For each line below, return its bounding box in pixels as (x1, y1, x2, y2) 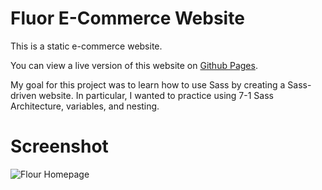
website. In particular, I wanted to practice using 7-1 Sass (38, 89, 274, 101)
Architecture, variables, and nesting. (10, 100, 160, 112)
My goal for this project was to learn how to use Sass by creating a (10, 78, 286, 91)
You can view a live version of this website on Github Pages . (10, 59, 258, 71)
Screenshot (10, 135, 109, 158)
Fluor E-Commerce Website (10, 7, 245, 30)
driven (10, 89, 37, 101)
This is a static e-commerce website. (10, 40, 163, 52)
